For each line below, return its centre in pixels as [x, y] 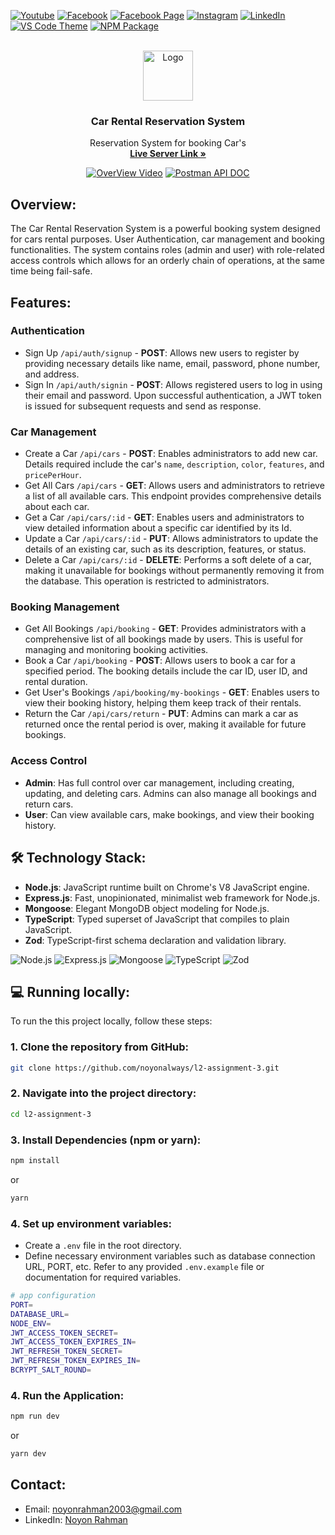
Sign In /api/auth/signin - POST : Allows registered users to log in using [173, 384]
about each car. [57, 507]
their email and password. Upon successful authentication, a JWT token [173, 395]
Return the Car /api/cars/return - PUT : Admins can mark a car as [161, 714]
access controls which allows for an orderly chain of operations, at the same [167, 261]
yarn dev [28, 1454]
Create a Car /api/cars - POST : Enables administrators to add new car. [171, 454]
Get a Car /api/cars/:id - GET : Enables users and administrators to [164, 517]
